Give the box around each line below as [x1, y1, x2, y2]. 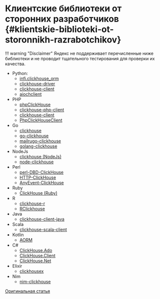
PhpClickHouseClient [19, 117, 63, 123]
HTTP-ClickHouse [19, 174, 56, 180]
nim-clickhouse [19, 278, 51, 284]
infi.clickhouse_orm [19, 75, 59, 81]
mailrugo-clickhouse [19, 138, 61, 144]
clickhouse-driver [19, 80, 55, 86]
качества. [5, 61, 26, 67]
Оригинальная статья [5, 288, 50, 294]
